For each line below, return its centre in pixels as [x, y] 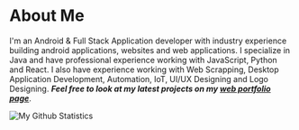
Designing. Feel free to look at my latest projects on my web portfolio [140, 88]
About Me [47, 16]
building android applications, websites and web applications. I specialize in [150, 50]
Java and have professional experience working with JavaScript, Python [143, 60]
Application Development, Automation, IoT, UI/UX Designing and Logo [139, 79]
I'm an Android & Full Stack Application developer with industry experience [148, 41]
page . [20, 98]
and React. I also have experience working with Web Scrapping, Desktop [144, 70]
